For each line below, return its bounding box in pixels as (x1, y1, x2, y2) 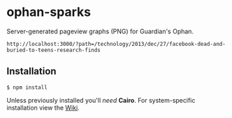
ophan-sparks (6, 4, 92, 20)
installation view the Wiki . (6, 103, 80, 112)
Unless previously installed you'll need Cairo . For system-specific (6, 96, 196, 104)
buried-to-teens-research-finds (6, 47, 101, 53)
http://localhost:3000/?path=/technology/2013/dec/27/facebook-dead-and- (6, 40, 226, 47)
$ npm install (6, 84, 48, 91)
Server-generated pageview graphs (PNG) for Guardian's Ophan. (6, 27, 194, 35)
